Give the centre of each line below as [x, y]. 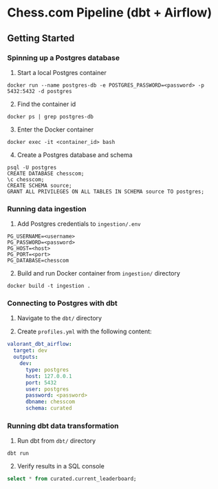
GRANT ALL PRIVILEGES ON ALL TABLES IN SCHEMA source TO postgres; [106, 191]
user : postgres [47, 389]
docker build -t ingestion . [49, 286]
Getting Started [41, 38]
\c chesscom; [26, 179]
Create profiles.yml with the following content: [85, 331]
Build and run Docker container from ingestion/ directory [99, 273]
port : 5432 [41, 383]
